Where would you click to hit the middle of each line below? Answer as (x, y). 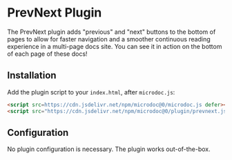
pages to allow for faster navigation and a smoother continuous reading (109, 39)
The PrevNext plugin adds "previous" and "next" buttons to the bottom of (112, 32)
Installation (32, 76)
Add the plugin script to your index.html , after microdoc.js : (91, 92)
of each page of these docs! (47, 54)
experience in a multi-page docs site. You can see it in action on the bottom (115, 46)
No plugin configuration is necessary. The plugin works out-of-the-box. (109, 149)
